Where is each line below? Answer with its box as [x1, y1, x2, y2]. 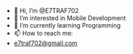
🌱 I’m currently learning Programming [13, 21, 121, 29]
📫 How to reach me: [13, 29, 73, 37]
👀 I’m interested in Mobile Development [13, 14, 126, 22]
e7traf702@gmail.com [13, 39, 78, 47]
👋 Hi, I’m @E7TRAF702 [13, 7, 79, 15]
